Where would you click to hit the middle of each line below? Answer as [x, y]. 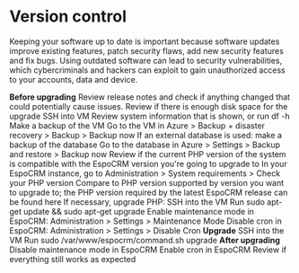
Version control [68, 17]
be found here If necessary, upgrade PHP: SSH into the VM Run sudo [137, 202]
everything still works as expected [73, 259]
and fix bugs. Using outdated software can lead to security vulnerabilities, [146, 60]
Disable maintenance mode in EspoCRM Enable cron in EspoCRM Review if [148, 250]
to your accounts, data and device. [74, 79]
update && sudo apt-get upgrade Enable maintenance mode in [139, 211]
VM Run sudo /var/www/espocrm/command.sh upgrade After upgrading [145, 240]
